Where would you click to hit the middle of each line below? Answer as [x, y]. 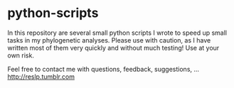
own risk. [21, 55]
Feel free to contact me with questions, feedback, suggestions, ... [103, 69]
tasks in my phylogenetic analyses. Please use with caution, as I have [109, 40]
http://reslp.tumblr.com [41, 77]
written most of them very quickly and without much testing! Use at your [113, 48]
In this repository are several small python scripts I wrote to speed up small [117, 33]
